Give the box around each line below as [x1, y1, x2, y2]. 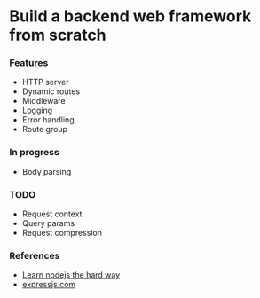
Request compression [21, 228, 102, 239]
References [9, 250, 60, 262]
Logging [21, 105, 53, 116]
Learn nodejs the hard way [21, 270, 121, 280]
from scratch [9, 25, 106, 45]
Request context [21, 208, 83, 219]
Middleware [21, 96, 66, 106]
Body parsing [21, 166, 72, 176]
